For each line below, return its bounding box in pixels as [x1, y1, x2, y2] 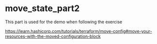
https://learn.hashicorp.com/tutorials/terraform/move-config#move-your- [5, 28, 152, 34]
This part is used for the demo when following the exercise [5, 19, 123, 25]
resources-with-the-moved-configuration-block [5, 33, 101, 39]
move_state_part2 [5, 3, 80, 14]
